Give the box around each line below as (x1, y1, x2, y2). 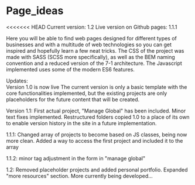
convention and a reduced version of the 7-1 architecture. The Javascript (6, 60, 183, 67)
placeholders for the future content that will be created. (6, 95, 140, 103)
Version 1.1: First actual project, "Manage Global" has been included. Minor (6, 107, 186, 114)
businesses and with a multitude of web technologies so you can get (6, 41, 172, 48)
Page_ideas (6, 4, 64, 18)
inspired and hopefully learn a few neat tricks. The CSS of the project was (6, 47, 184, 54)
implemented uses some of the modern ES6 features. (6, 66, 135, 73)
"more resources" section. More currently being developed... (6, 172, 153, 179)
